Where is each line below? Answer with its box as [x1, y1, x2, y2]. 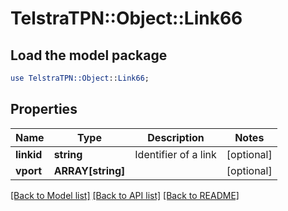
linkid [15, 147, 43, 161]
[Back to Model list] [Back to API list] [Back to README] [10, 189, 240, 201]
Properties [10, 101, 78, 118]
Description [147, 130, 205, 144]
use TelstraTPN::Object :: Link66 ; [10, 73, 150, 83]
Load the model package [10, 47, 168, 64]
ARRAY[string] [53, 163, 126, 177]
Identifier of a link [134, 147, 217, 161]
